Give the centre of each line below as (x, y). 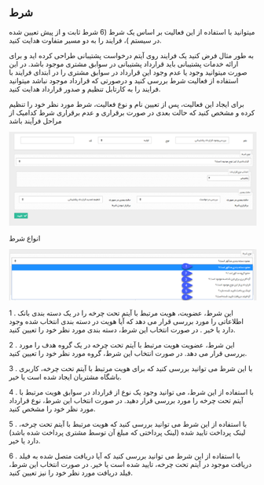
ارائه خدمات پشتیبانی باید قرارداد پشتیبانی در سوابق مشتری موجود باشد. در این (124, 64)
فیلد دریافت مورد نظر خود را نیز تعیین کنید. (71, 473)
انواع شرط (25, 238)
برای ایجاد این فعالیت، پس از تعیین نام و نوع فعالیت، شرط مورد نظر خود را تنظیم (126, 104)
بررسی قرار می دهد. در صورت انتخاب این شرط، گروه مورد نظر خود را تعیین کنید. (128, 354)
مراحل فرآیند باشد (35, 120)
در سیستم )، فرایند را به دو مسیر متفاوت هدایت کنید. (85, 40)
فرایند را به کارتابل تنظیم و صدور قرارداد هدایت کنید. (85, 89)
